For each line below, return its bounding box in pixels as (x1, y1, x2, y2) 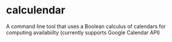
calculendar (6, 3, 66, 17)
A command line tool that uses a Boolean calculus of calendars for (6, 23, 166, 30)
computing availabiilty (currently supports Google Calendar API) (6, 29, 160, 36)
